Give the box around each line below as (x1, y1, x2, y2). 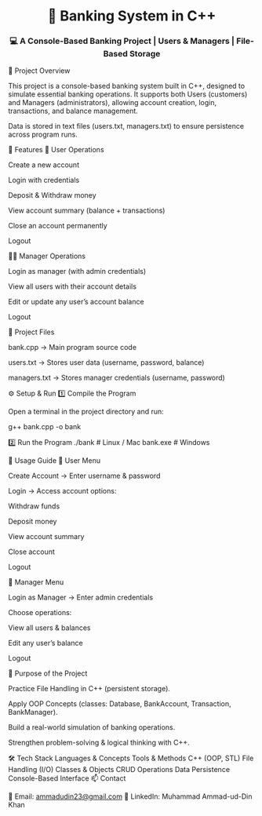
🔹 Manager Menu (8, 577, 64, 587)
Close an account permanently (8, 221, 107, 231)
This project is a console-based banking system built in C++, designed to (8, 82, 246, 91)
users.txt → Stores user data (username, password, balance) (8, 358, 205, 367)
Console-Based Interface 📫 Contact (8, 774, 126, 783)
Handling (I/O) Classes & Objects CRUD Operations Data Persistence (8, 765, 230, 774)
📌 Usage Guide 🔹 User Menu (8, 456, 100, 465)
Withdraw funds (8, 501, 60, 511)
